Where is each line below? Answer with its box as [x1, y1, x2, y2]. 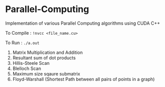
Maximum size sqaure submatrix [12, 70, 81, 76]
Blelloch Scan [12, 65, 41, 71]
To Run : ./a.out [5, 39, 39, 46]
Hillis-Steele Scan [12, 60, 50, 66]
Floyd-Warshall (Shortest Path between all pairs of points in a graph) [12, 76, 155, 82]
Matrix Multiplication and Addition [12, 49, 83, 55]
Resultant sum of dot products [12, 54, 76, 61]
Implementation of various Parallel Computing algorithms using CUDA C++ [5, 20, 160, 26]
